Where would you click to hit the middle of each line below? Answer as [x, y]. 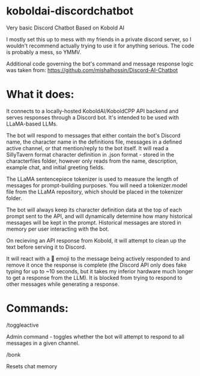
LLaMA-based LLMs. [32, 124]
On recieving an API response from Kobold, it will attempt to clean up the [96, 240]
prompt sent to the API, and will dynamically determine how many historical [99, 216]
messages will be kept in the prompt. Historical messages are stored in [94, 222]
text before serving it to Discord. [46, 247]
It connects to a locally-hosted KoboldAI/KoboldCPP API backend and [92, 111]
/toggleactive [23, 325]
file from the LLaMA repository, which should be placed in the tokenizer [95, 192]
